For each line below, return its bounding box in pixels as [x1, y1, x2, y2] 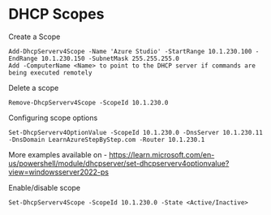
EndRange [8, 54, 38, 62]
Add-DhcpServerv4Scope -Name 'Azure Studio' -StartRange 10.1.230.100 [8, 47, 252, 55]
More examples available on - [8, 149, 108, 159]
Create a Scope [8, 32, 61, 41]
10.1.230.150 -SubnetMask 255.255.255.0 [41, 54, 180, 62]
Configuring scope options [8, 113, 98, 123]
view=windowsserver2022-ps [8, 167, 110, 177]
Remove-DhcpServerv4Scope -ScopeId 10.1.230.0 [8, 98, 169, 106]
